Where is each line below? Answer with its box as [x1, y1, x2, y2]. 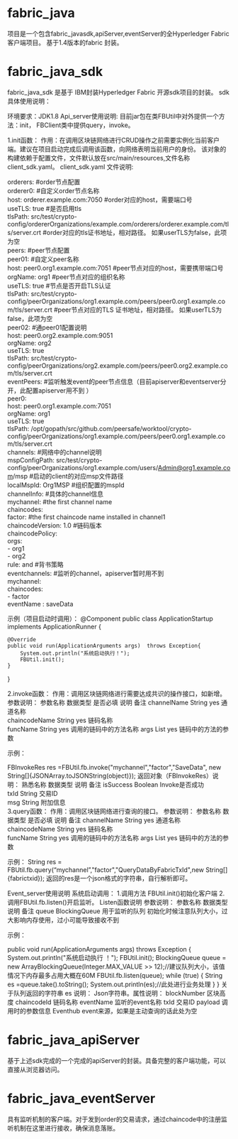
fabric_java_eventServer [7, 1091, 156, 1106]
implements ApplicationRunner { [7, 622, 101, 631]
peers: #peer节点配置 [7, 246, 70, 254]
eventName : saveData [7, 599, 74, 608]
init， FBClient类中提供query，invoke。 [19, 121, 135, 129]
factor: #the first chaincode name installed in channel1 [7, 513, 166, 521]
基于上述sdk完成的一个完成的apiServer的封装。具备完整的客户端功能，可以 [7, 1056, 227, 1064]
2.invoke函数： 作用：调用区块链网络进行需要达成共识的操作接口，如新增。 [7, 689, 227, 697]
